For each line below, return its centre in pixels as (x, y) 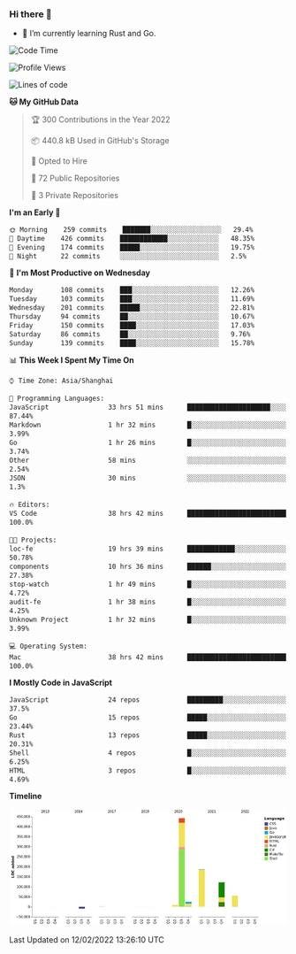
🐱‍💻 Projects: (33, 540)
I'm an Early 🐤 (35, 212)
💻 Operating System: (49, 646)
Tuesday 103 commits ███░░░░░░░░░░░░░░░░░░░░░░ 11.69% (132, 299)
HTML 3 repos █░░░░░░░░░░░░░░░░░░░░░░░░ (148, 771)
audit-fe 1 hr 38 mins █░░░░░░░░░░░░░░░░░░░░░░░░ (148, 602)
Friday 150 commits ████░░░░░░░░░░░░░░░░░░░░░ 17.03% (132, 326)
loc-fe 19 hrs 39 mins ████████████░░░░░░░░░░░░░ (148, 549)
